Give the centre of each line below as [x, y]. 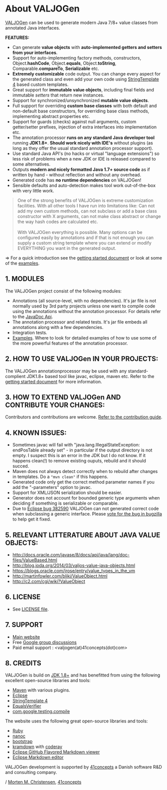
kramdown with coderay [37, 747]
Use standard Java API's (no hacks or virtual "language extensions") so [86, 153]
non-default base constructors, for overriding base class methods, [81, 111]
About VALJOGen [42, 9]
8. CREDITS [23, 663]
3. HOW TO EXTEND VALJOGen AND [63, 397]
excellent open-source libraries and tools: [48, 680]
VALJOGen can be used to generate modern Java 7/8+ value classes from [82, 22]
